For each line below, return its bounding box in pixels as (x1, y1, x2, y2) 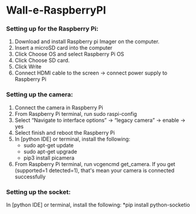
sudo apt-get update (23, 141, 74, 148)
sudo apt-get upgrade (23, 148, 77, 155)
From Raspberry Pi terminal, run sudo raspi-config (14, 110, 138, 117)
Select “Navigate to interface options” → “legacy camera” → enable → (14, 116, 186, 124)
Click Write (14, 63, 42, 70)
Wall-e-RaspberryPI (6, 4, 106, 17)
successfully (14, 173, 46, 180)
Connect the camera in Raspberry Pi (14, 104, 103, 111)
